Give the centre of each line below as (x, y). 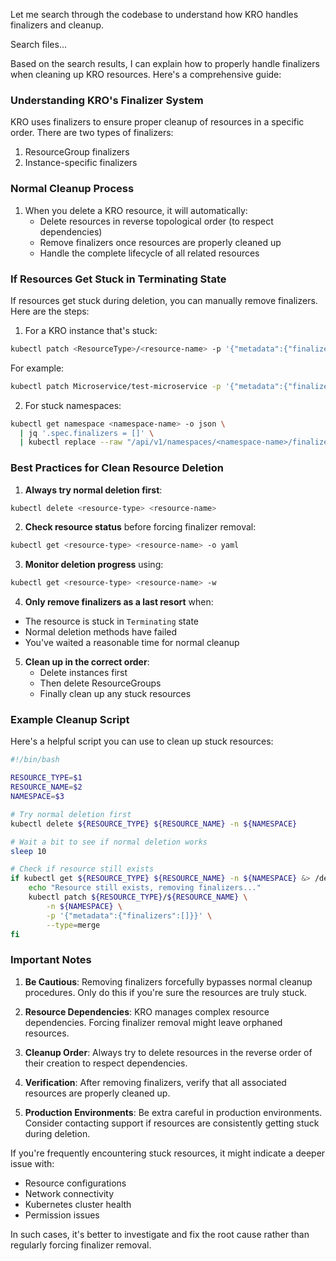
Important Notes (51, 960)
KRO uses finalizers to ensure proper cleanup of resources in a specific (157, 122)
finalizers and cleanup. (57, 25)
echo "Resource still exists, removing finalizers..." (145, 888)
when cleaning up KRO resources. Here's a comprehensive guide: (146, 74)
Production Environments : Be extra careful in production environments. (173, 1112)
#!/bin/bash (35, 760)
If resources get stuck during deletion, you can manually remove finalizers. (164, 300)
